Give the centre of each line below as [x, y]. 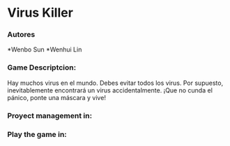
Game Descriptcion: [42, 67]
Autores [21, 35]
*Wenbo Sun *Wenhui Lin [45, 49]
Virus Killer [40, 13]
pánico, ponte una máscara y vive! [57, 97]
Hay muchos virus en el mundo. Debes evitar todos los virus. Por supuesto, [115, 83]
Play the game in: [37, 134]
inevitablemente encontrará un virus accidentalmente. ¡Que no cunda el [110, 90]
